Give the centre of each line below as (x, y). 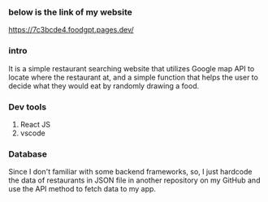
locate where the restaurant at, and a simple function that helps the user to (133, 77)
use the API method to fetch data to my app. (82, 189)
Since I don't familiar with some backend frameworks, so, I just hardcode (130, 172)
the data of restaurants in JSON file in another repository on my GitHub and (134, 180)
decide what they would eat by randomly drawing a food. (104, 86)
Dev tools (28, 106)
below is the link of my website (70, 12)
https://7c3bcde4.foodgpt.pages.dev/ (71, 30)
